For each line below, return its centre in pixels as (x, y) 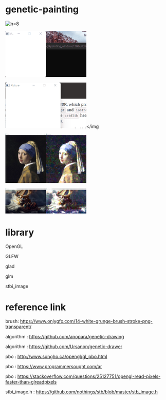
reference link (36, 307)
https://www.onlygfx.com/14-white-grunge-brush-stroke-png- (86, 321)
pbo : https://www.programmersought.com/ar (54, 367)
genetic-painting (42, 9)
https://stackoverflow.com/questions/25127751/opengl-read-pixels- (89, 376)
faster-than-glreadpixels (31, 382)
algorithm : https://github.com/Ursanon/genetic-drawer (64, 347)
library (20, 232)
